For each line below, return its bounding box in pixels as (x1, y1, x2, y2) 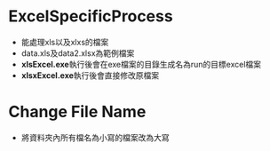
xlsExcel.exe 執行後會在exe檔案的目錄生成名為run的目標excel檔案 (20, 59, 262, 69)
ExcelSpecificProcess (8, 6, 174, 27)
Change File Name (8, 102, 147, 122)
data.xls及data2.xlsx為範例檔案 (20, 47, 135, 59)
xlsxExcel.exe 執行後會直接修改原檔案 (20, 69, 160, 81)
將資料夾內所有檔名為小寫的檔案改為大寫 (20, 131, 170, 143)
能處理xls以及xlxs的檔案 (20, 36, 109, 47)
